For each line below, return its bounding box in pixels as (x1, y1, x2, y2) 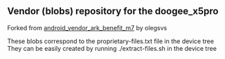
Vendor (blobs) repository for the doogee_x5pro (7, 5, 219, 17)
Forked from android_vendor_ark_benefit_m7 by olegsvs (7, 23, 168, 32)
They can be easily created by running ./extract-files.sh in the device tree (7, 44, 217, 52)
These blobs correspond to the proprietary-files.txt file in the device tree (7, 37, 215, 45)
